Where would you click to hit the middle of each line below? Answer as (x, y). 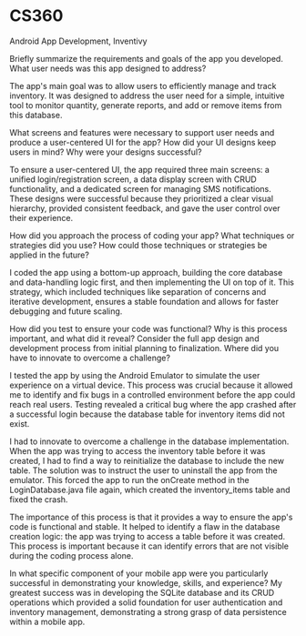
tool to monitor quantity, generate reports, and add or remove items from (146, 105)
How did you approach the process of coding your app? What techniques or (152, 235)
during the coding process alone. (71, 555)
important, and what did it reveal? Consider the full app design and (134, 338)
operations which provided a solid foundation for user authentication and (146, 602)
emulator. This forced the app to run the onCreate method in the (129, 480)
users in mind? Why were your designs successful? (106, 152)
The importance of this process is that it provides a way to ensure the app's (151, 517)
